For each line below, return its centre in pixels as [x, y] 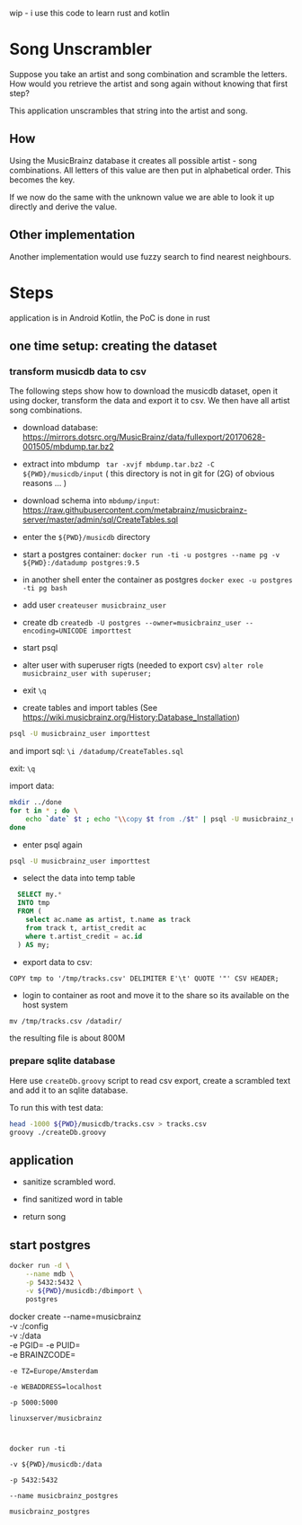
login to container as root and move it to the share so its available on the [155, 995]
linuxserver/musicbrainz [56, 1418]
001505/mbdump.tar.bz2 [68, 447]
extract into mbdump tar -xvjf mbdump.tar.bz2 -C [119, 464]
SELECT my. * [40, 895]
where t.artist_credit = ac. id [84, 936]
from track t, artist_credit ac [86, 928]
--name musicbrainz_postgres [64, 1495]
